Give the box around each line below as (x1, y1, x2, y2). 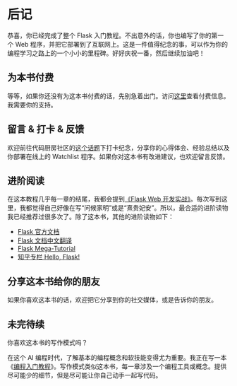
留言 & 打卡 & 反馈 (7, 123, 85, 135)
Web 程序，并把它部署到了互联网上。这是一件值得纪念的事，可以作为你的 (15, 40, 228, 48)
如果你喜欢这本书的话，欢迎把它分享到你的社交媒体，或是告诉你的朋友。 (7, 296, 217, 304)
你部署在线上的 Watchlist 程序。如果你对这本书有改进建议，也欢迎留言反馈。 (7, 152, 229, 160)
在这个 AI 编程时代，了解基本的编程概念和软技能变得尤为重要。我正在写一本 (7, 353, 227, 361)
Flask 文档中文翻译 (17, 236, 73, 245)
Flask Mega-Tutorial (17, 245, 76, 253)
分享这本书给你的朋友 (7, 275, 100, 287)
